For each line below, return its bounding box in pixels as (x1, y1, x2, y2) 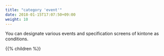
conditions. (5, 36, 29, 42)
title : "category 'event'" (5, 7, 62, 13)
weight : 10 (5, 17, 28, 22)
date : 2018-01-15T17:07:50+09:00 (5, 12, 76, 17)
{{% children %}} (5, 46, 42, 52)
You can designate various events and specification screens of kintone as (5, 31, 159, 37)
